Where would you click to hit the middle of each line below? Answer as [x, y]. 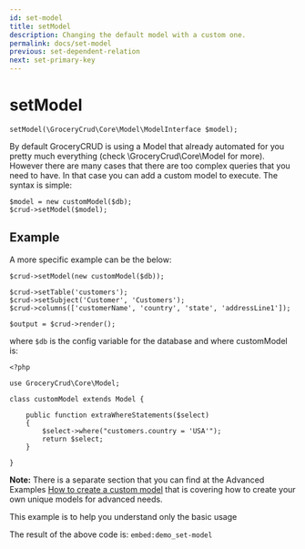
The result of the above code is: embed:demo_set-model [111, 534]
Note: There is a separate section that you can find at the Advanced [137, 480]
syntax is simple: [41, 185]
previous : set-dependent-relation [75, 52]
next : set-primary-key [52, 60]
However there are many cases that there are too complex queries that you [150, 166]
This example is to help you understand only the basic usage [123, 516]
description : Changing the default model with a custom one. [128, 35]
